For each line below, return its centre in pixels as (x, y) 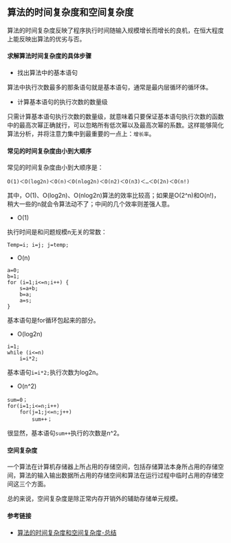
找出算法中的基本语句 (47, 73)
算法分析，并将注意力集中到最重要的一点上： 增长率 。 (81, 134)
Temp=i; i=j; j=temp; (38, 245)
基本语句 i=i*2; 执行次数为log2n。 (55, 372)
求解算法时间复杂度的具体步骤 (49, 56)
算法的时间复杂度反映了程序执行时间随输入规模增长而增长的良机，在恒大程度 (115, 30)
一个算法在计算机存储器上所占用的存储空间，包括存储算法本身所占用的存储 (112, 467)
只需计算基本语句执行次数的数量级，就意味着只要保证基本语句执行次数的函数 (115, 116)
